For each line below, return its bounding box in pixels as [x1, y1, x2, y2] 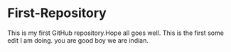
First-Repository [7, 5, 107, 21]
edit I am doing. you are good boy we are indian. [7, 36, 149, 44]
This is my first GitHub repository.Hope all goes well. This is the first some [7, 28, 224, 37]
